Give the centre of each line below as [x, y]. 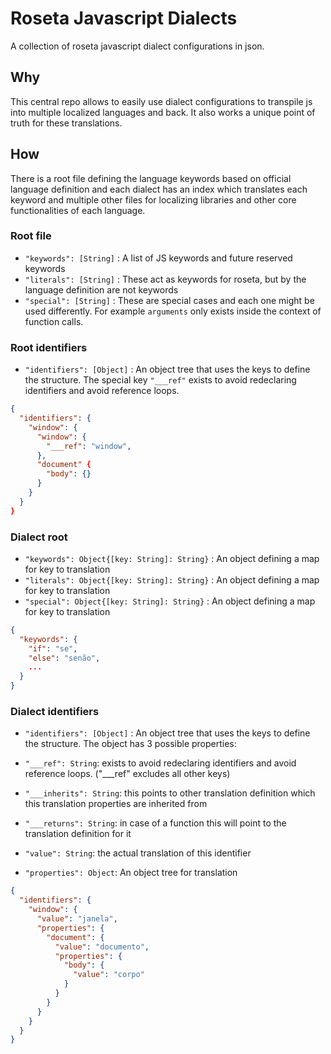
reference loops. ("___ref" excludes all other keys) [127, 774]
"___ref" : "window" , [89, 446]
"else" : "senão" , [64, 658]
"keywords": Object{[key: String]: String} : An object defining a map [172, 558]
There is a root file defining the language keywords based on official [151, 178]
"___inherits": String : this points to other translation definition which [170, 793]
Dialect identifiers [55, 711]
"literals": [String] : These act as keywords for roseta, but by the [165, 279]
